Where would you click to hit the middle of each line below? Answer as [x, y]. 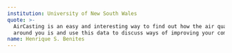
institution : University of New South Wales [72, 13]
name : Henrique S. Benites [46, 39]
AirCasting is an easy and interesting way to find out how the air [114, 26]
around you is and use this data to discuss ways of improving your [114, 33]
